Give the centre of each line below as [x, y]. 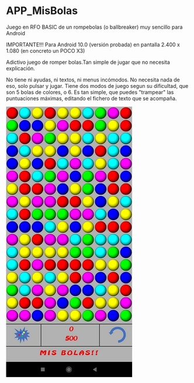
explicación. [20, 68]
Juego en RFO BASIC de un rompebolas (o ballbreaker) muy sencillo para [94, 27]
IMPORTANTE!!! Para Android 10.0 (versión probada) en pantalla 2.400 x [93, 45]
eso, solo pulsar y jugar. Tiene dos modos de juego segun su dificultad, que [97, 86]
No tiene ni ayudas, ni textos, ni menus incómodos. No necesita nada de [93, 80]
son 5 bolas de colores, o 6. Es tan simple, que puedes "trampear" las [90, 92]
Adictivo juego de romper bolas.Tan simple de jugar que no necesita [88, 62]
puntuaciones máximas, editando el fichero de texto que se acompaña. [91, 98]
